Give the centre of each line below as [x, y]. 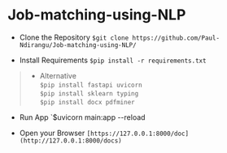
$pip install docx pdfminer [87, 102]
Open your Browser [52, 133]
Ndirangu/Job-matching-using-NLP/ [78, 45]
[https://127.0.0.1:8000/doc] [138, 134]
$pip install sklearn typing [89, 93]
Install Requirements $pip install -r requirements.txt [113, 60]
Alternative [58, 75]
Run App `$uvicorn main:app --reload [82, 117]
